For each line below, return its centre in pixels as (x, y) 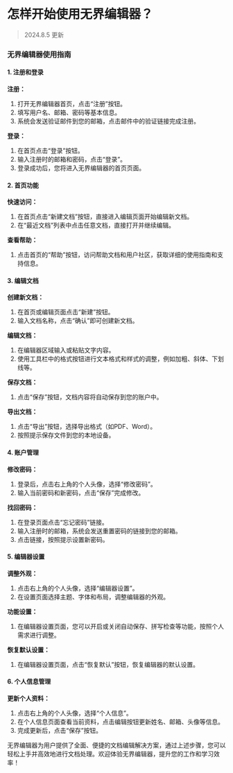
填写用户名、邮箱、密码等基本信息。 (69, 112)
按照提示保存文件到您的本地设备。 (66, 435)
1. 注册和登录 (25, 72)
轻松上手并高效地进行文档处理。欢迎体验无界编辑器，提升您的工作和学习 (110, 754)
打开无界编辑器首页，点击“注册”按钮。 (72, 104)
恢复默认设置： (28, 649)
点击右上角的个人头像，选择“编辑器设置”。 (78, 588)
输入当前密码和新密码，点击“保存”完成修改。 (81, 493)
